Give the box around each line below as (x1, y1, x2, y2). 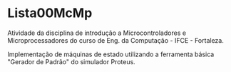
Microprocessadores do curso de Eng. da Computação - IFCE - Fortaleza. (7, 36, 225, 44)
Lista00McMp (7, 5, 93, 21)
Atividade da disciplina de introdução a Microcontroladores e (7, 29, 187, 37)
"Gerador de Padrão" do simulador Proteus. (7, 57, 135, 66)
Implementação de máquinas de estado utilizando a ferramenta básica (7, 50, 215, 58)
